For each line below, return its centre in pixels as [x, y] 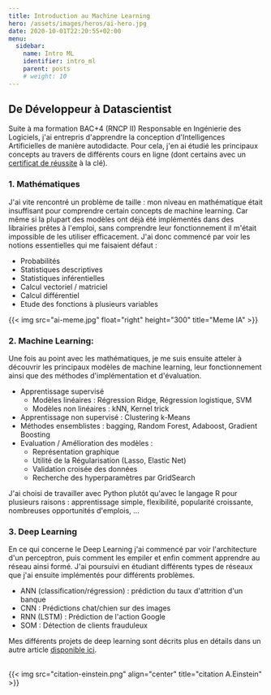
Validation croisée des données [85, 469]
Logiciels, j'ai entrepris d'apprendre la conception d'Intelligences [117, 137]
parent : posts [47, 69]
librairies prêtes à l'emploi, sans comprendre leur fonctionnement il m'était [133, 227]
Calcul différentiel [49, 295]
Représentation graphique [76, 452]
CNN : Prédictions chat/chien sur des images [95, 608]
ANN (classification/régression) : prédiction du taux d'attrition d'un [131, 591]
